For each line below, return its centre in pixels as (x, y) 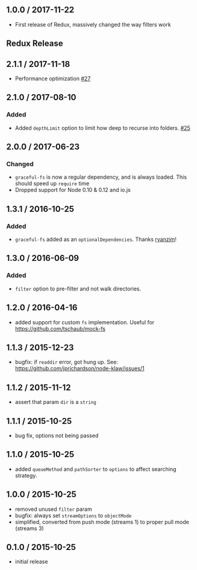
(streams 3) (29, 528)
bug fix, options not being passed (57, 436)
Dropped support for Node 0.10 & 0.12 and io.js (73, 190)
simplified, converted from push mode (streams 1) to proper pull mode (102, 522)
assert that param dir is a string (55, 402)
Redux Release (35, 44)
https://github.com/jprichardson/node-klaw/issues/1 (80, 368)
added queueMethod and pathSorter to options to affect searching (95, 469)
